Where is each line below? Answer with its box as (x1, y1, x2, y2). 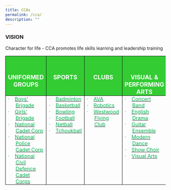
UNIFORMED (8, 73, 44, 81)
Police (15, 140, 31, 147)
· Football (48, 115, 75, 122)
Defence (15, 165, 36, 172)
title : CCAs (5, 7, 31, 13)
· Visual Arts (124, 153, 158, 160)
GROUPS (13, 81, 39, 89)
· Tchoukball (48, 127, 82, 134)
